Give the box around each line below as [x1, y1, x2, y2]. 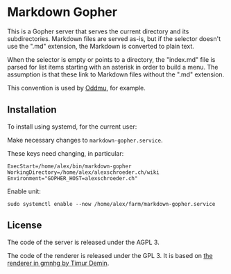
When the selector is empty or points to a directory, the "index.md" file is [7, 55, 216, 63]
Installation [7, 104, 57, 115]
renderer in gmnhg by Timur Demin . [7, 259, 110, 267]
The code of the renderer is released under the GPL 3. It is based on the [7, 251, 213, 259]
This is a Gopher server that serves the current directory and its [7, 27, 189, 35]
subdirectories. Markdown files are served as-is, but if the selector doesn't [7, 34, 221, 42]
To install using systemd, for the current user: [7, 122, 137, 131]
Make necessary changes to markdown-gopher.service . [7, 136, 163, 144]
